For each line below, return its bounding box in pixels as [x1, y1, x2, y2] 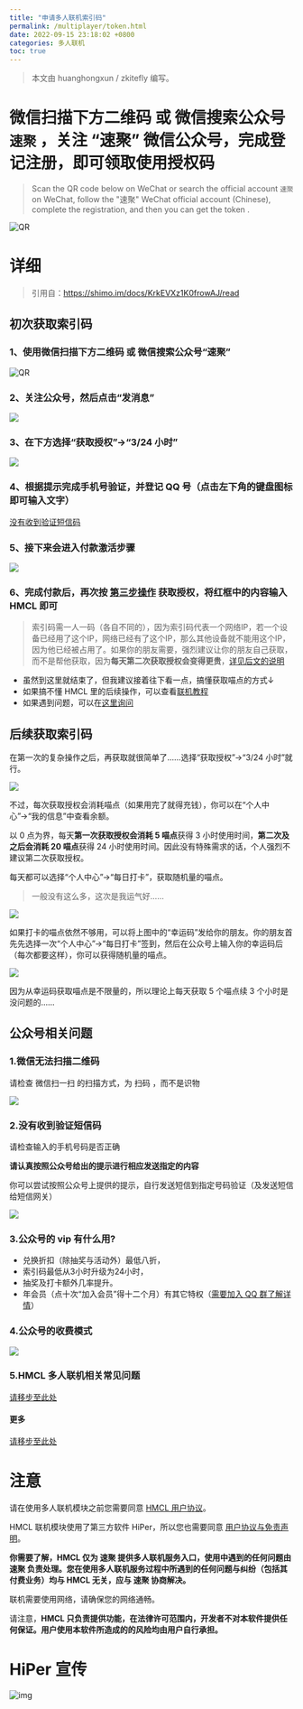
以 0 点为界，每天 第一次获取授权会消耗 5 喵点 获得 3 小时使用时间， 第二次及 [9, 830, 290, 841]
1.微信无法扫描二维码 [9, 1055, 100, 1068]
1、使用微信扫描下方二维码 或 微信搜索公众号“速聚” [9, 346, 232, 358]
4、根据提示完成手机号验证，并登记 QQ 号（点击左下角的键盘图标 [9, 480, 293, 493]
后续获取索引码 [9, 726, 93, 741]
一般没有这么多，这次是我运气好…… [31, 890, 164, 901]
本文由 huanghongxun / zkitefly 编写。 [31, 73, 174, 84]
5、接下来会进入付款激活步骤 [9, 541, 135, 553]
